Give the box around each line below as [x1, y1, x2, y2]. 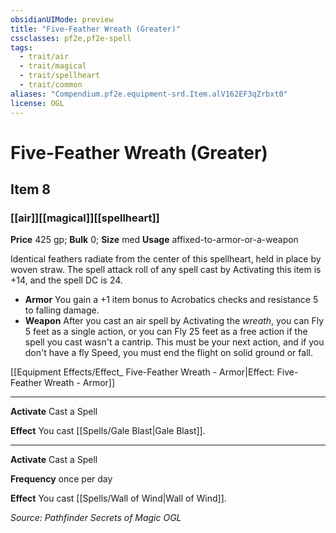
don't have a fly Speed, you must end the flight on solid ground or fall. [24, 347, 313, 359]
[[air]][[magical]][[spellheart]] [10, 211, 160, 225]
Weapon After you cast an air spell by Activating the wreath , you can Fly [24, 315, 325, 327]
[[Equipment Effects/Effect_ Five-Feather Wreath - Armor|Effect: [10, 366, 275, 378]
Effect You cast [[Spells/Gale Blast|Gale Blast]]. [10, 425, 206, 437]
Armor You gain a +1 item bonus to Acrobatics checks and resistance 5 [24, 294, 319, 306]
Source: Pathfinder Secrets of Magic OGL [10, 512, 182, 524]
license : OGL [10, 98, 65, 108]
